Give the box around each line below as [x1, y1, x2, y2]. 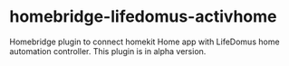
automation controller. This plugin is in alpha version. [9, 45, 207, 56]
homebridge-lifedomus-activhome [9, 6, 277, 27]
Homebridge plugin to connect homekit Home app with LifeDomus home [9, 36, 280, 47]
